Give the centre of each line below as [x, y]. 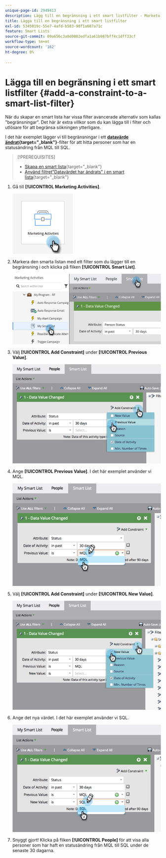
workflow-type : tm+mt [27, 42]
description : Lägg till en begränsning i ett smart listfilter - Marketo [83, 16]
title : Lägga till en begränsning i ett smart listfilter [66, 21]
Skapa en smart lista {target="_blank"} [63, 167]
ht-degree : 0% [20, 52]
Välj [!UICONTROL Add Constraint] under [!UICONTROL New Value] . [83, 594]
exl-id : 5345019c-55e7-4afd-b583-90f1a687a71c [54, 26]
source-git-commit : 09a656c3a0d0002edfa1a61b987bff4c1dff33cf [70, 37]
